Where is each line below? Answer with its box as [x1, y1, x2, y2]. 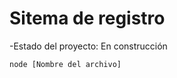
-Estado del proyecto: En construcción [9, 40, 168, 52]
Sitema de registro [9, 7, 166, 30]
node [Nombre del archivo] [9, 59, 122, 69]
